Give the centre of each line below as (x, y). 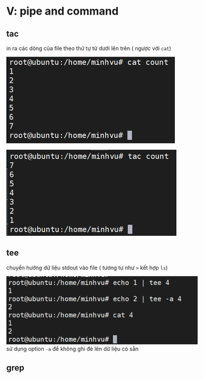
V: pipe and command (63, 11)
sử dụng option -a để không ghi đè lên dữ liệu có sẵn (73, 349)
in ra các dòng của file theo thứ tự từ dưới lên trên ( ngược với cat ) (89, 48)
